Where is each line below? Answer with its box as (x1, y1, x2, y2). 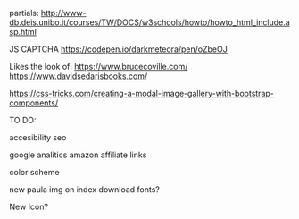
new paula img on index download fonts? (9, 184, 161, 195)
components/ (9, 97, 59, 108)
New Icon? (9, 201, 49, 212)
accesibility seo (9, 132, 67, 142)
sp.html (9, 27, 37, 37)
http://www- (40, 8, 87, 18)
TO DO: (9, 115, 37, 125)
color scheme (9, 167, 60, 177)
